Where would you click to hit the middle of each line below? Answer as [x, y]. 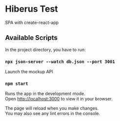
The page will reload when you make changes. [52, 108]
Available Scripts [31, 38]
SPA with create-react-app [32, 22]
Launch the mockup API [29, 72]
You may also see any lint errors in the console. [52, 114]
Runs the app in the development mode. [45, 94]
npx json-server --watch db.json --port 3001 [60, 61]
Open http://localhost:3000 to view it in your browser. [59, 99]
